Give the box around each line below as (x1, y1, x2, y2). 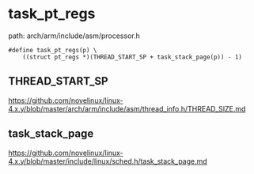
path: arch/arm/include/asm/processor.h (8, 31, 140, 40)
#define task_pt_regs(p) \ (8, 46, 97, 54)
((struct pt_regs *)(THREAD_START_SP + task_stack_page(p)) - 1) (22, 53, 243, 61)
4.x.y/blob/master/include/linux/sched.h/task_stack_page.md (8, 156, 207, 166)
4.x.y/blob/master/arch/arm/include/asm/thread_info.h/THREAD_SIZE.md (8, 104, 246, 113)
